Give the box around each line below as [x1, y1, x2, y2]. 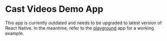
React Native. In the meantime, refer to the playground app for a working [5, 25, 155, 31]
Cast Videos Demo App [5, 3, 104, 15]
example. [5, 30, 24, 36]
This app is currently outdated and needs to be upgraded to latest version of [5, 20, 162, 26]
